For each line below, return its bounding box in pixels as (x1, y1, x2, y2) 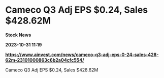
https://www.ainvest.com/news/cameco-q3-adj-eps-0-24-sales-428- (5, 51, 159, 58)
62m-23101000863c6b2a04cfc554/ (5, 57, 84, 63)
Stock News (5, 32, 31, 38)
